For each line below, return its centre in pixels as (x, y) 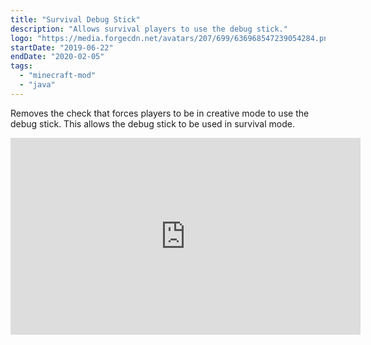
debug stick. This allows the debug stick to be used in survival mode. (152, 123)
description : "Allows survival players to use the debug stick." (149, 29)
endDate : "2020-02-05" (57, 57)
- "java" (37, 85)
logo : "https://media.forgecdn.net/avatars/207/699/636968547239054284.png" (174, 38)
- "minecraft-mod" (58, 76)
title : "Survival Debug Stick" (75, 19)
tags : (21, 66)
